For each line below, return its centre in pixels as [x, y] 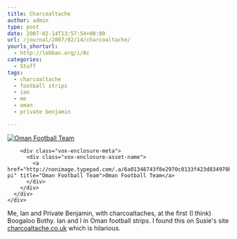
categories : [25, 60]
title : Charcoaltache [39, 14]
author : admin [28, 20]
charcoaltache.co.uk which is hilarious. [64, 228]
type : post [23, 27]
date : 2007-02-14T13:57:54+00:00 [56, 33]
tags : [15, 72]
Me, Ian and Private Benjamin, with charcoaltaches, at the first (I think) [109, 213]
